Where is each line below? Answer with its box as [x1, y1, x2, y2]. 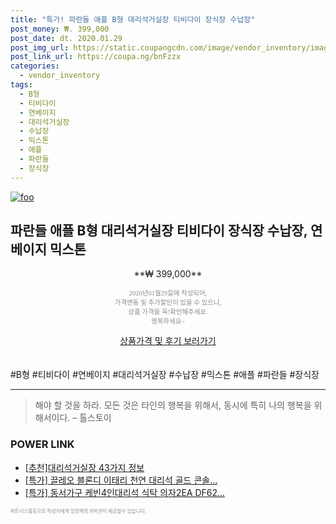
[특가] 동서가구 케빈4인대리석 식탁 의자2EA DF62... [24, 486, 226, 498]
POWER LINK [10, 437, 75, 451]
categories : [10, 61, 60, 71]
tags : [10, 80, 33, 90]
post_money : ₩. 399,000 [10, 24, 110, 34]
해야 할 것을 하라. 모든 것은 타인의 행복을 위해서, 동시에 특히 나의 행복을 [34, 399, 312, 411]
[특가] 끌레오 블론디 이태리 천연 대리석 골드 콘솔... [24, 474, 218, 486]
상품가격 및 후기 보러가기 [119, 335, 217, 347]
